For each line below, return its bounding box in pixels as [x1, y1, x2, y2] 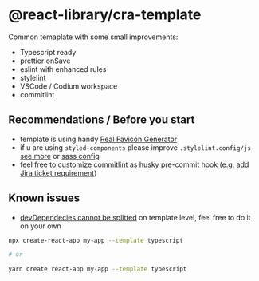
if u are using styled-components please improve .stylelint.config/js [19, 142, 251, 152]
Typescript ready [19, 47, 77, 57]
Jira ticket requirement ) [19, 168, 97, 177]
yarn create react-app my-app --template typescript [8, 265, 187, 273]
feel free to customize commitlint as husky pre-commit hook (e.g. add [19, 160, 249, 169]
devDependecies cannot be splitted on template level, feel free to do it [19, 212, 251, 222]
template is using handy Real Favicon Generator [19, 134, 178, 144]
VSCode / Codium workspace [19, 81, 118, 91]
